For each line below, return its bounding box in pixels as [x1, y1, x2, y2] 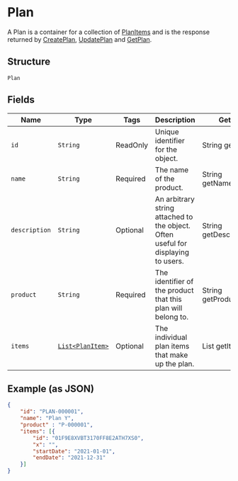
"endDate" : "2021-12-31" [33, 454, 106, 461]
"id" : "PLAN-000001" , [20, 408, 84, 415]
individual [154, 332, 188, 342]
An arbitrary [154, 194, 195, 204]
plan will [154, 302, 183, 312]
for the [154, 145, 177, 154]
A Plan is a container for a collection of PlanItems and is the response [7, 28, 210, 36]
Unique [154, 127, 179, 137]
